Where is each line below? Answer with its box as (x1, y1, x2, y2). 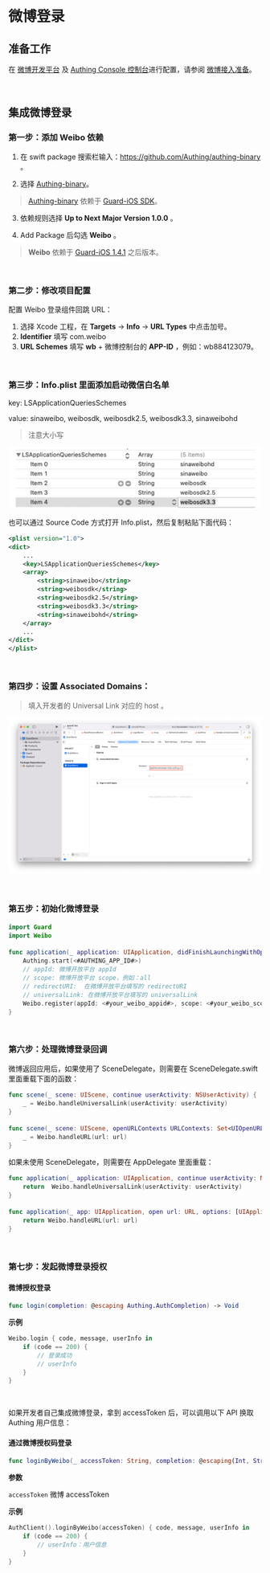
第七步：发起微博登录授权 (8, 1260, 108, 1272)
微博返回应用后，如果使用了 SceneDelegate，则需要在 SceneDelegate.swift (8, 1064, 259, 1073)
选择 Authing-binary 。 (19, 178, 94, 189)
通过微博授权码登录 (8, 1437, 72, 1447)
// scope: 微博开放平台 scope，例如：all (22, 974, 151, 983)
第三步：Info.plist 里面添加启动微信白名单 (8, 379, 170, 390)
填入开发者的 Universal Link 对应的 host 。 (27, 701, 169, 710)
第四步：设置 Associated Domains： (8, 680, 151, 692)
